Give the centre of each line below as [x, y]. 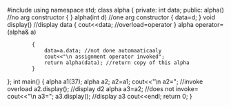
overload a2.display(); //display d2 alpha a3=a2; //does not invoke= [103, 89]
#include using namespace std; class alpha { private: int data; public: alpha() [115, 10]
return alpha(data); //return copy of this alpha [117, 63]
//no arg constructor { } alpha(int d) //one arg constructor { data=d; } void [111, 17]
